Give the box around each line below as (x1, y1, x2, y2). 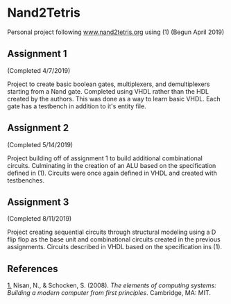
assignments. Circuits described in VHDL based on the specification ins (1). (7, 243, 223, 251)
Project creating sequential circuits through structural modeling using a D (7, 228, 216, 237)
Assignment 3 (7, 196, 69, 208)
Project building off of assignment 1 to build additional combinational (7, 154, 203, 162)
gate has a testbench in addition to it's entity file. (7, 102, 147, 110)
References (7, 262, 58, 275)
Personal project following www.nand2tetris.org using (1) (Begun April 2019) (7, 28, 225, 36)
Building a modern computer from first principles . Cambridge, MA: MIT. (7, 289, 212, 297)
